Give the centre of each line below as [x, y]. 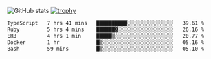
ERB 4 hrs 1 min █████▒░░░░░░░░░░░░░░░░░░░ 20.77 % [106, 36]
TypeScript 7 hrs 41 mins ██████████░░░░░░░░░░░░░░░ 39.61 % [106, 23]
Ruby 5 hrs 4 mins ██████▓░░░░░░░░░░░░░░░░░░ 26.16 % [106, 29]
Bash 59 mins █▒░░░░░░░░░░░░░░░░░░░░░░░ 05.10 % [106, 49]
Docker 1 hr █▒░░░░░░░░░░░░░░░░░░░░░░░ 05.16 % [106, 42]
